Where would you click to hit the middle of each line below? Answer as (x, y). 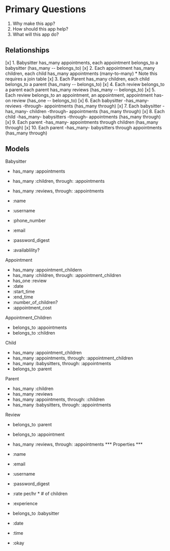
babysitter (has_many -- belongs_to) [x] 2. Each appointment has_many (80, 68)
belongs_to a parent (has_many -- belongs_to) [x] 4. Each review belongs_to (85, 84)
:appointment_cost (32, 308)
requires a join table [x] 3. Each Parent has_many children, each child (77, 79)
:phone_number (29, 221)
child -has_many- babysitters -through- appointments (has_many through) (83, 117)
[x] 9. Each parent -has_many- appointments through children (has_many (82, 122)
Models (17, 149)
